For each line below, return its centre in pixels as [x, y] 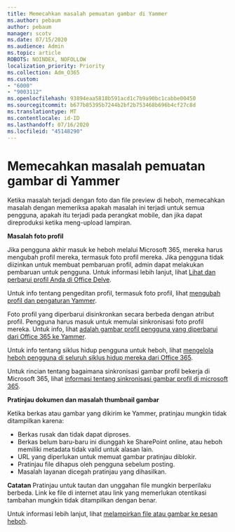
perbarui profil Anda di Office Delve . [60, 280]
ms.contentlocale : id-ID [43, 118]
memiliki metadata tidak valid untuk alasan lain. [86, 449]
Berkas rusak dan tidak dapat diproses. [74, 434]
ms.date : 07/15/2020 [38, 40]
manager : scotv [29, 33]
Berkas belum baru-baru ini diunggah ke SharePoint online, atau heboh [120, 442]
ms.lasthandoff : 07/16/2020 [48, 125]
